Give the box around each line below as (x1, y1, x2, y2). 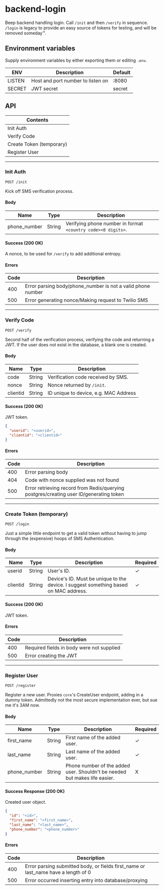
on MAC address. (47, 587, 87, 594)
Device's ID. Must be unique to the (47, 575, 127, 582)
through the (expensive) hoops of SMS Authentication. (5, 535, 115, 541)
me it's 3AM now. (5, 702, 40, 708)
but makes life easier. (65, 775, 115, 782)
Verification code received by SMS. (47, 374, 128, 381)
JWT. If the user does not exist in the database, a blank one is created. (5, 342, 147, 348)
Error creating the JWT (25, 652, 78, 659)
